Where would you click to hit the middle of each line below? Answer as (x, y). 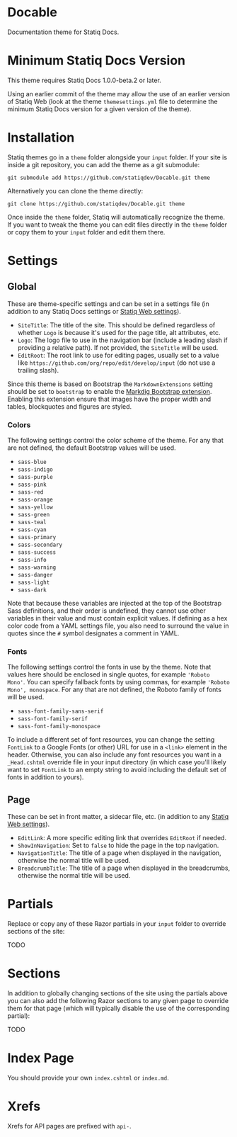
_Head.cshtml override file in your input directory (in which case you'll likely (117, 762)
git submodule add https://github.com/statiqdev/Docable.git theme (109, 178)
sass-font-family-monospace (59, 727)
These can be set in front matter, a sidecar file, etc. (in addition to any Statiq (118, 817)
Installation (41, 138)
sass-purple (35, 477)
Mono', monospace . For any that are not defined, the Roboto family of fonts (114, 690)
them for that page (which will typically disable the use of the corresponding (118, 1008)
